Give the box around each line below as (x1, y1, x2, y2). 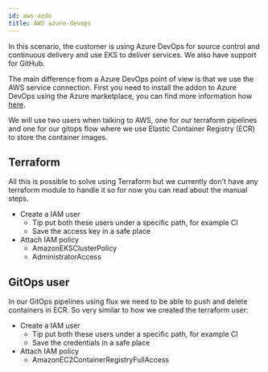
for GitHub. (8, 58, 46, 68)
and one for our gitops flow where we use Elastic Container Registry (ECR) (8, 124, 256, 133)
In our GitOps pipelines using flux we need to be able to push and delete (8, 296, 248, 306)
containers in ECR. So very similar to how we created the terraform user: (8, 305, 249, 315)
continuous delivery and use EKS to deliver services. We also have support (8, 50, 257, 59)
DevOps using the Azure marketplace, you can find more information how (8, 91, 253, 100)
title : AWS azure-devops (8, 19, 92, 27)
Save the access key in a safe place (31, 227, 151, 236)
